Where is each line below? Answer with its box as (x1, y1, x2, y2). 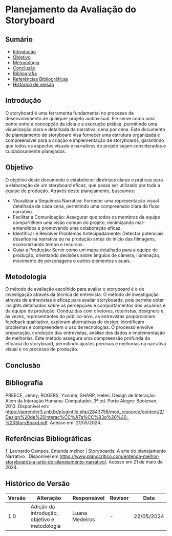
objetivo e (30, 516, 55, 523)
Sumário (5, 35, 33, 44)
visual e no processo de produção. (5, 346, 79, 353)
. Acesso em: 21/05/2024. (47, 419, 102, 426)
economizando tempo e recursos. (12, 241, 84, 247)
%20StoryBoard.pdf (5, 419, 48, 426)
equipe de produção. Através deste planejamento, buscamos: (5, 188, 135, 194)
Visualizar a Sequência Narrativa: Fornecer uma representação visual (12, 197, 159, 204)
